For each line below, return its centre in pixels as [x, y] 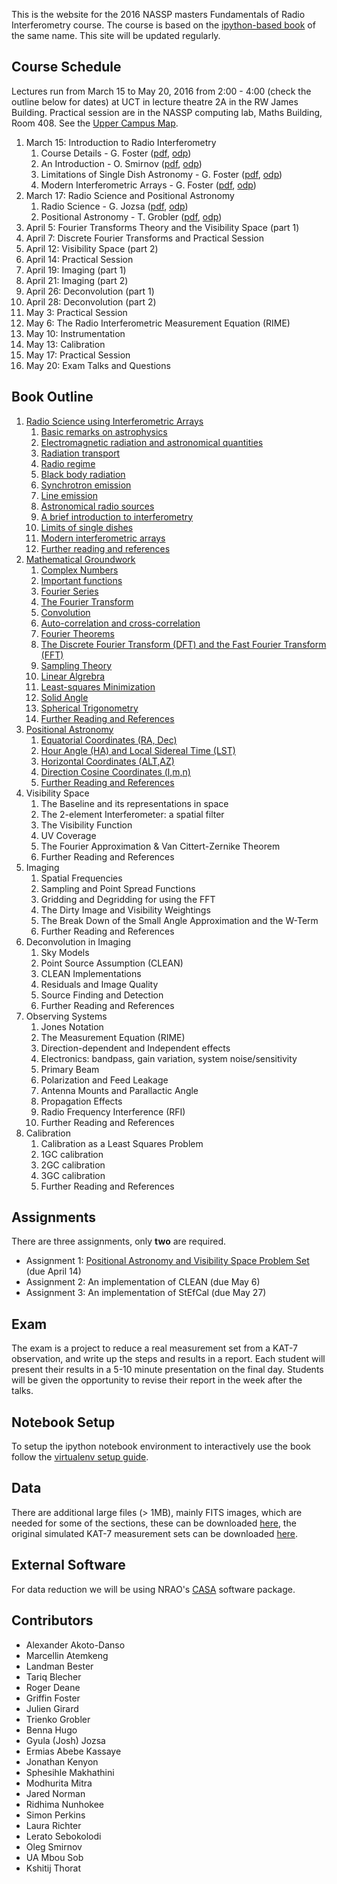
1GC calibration [72, 1154]
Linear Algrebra [73, 676]
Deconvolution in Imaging [78, 941]
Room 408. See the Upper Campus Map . [95, 123]
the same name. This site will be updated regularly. [116, 35]
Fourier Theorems [77, 633]
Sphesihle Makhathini [70, 1772]
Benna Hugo [51, 1730]
